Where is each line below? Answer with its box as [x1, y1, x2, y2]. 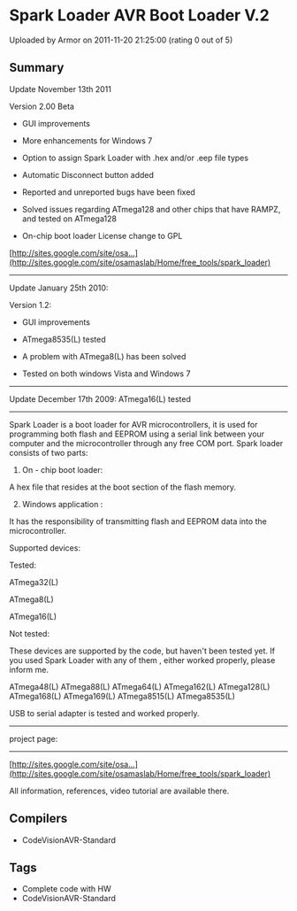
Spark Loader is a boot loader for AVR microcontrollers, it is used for [9, 419, 258, 429]
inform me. [9, 664, 49, 675]
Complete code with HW [21, 884, 112, 894]
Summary [9, 60, 65, 75]
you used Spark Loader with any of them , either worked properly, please [9, 654, 276, 665]
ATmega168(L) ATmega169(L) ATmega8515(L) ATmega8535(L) [9, 691, 236, 701]
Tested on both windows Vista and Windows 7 [21, 368, 191, 379]
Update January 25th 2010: [9, 282, 109, 293]
